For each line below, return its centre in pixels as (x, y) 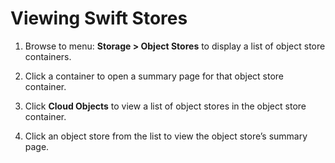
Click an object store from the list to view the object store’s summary (166, 136)
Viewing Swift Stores (99, 18)
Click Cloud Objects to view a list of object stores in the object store (165, 106)
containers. (48, 56)
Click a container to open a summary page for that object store (154, 76)
